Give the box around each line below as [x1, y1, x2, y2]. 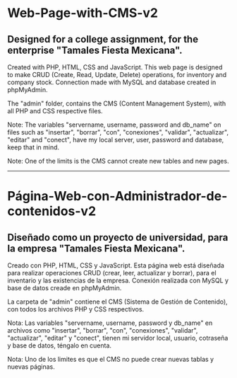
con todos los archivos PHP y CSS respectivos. [7, 305, 145, 313]
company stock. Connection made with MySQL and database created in [7, 78, 217, 86]
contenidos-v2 [7, 203, 97, 219]
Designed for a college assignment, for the [7, 33, 199, 45]
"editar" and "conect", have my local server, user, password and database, [7, 136, 224, 144]
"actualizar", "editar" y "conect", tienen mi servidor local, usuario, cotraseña [7, 334, 229, 342]
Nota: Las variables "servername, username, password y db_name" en [7, 319, 213, 327]
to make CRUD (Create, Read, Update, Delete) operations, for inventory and [7, 71, 227, 79]
